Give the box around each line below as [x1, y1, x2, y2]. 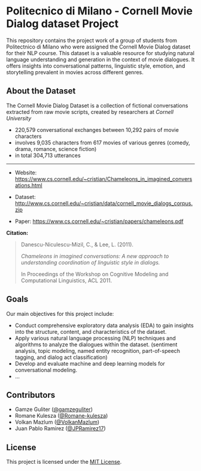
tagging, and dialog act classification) [14, 354, 108, 361]
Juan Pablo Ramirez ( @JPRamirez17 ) [14, 425, 106, 432]
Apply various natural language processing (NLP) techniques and [14, 334, 176, 342]
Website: [14, 169, 37, 176]
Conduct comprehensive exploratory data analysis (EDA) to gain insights [14, 322, 194, 329]
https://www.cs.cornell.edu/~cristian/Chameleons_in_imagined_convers [14, 175, 193, 182]
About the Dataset [6, 86, 76, 96]
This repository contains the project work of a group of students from [6, 37, 178, 44]
